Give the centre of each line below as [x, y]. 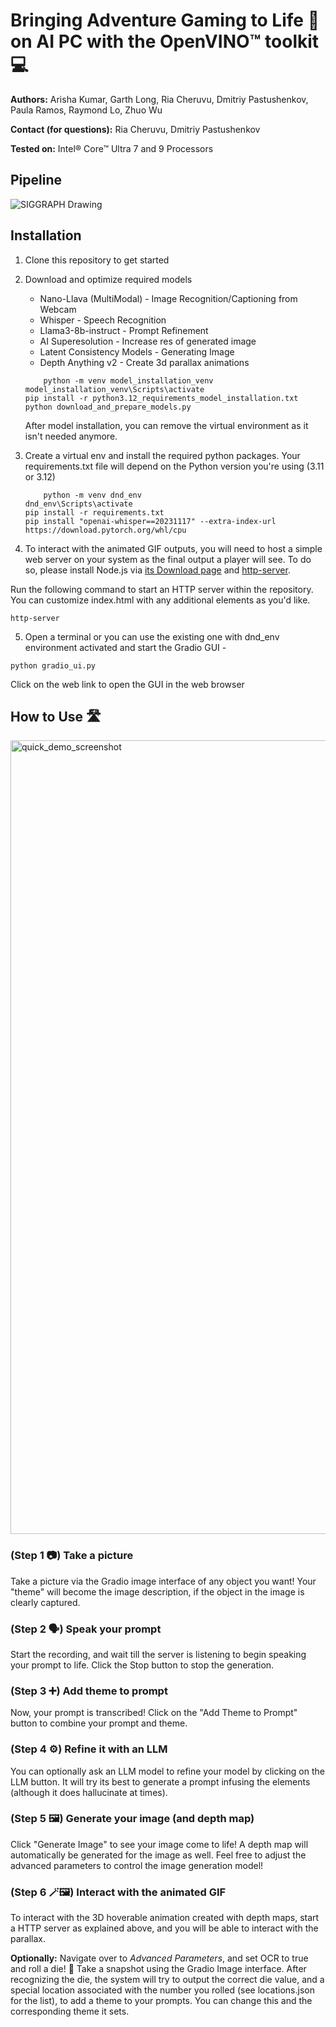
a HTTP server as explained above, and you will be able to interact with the [164, 1928]
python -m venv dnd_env [92, 495]
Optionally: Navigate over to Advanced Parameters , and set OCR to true [159, 1958]
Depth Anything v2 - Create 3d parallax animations [144, 362]
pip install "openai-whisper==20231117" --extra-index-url [150, 521]
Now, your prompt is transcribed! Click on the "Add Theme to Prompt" [154, 1713]
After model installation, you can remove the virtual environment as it [166, 425]
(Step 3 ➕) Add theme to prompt [89, 1691]
